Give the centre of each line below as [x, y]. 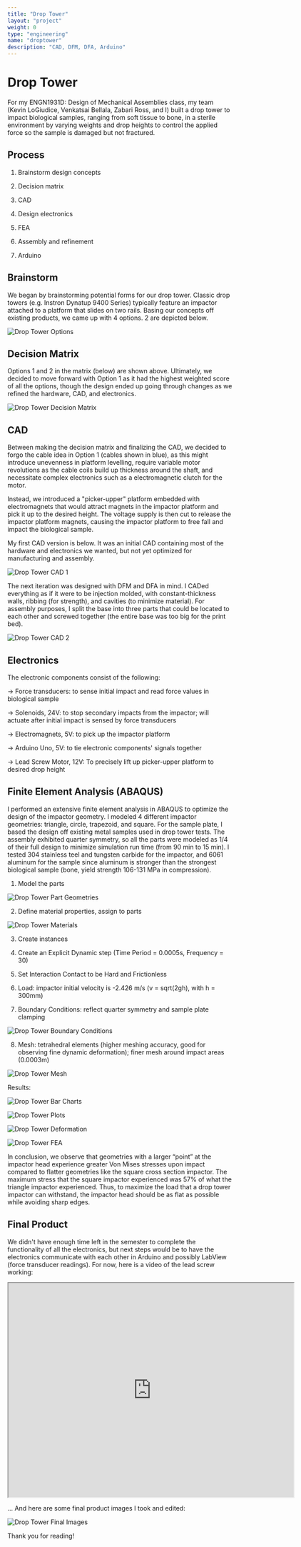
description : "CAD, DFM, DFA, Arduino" [67, 47]
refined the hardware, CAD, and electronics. [72, 394]
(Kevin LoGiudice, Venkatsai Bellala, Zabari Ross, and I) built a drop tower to [119, 110]
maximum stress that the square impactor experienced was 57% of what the [119, 1179]
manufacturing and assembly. [51, 558]
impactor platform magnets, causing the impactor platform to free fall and [115, 522]
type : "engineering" [38, 34]
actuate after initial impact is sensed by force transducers [92, 720]
